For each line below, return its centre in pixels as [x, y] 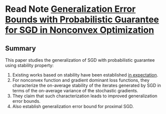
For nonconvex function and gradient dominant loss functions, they [81, 80]
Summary [21, 48]
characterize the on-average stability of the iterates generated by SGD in [86, 85]
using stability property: [29, 65]
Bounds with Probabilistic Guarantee [82, 19]
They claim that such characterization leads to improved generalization [85, 96]
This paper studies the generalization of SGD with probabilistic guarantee [80, 60]
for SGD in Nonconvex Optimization [80, 30]
